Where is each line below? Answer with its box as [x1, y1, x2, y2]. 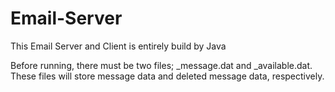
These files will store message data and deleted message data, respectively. [10, 70, 325, 82]
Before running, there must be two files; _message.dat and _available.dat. [10, 59, 313, 71]
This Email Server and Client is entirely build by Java [10, 40, 227, 52]
